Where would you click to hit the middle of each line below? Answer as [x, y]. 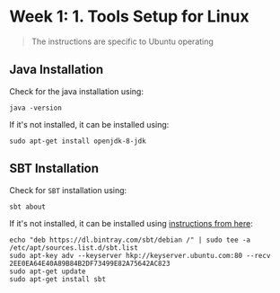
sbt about [28, 207]
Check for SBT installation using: [68, 190]
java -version [36, 108]
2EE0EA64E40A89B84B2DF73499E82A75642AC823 [90, 263]
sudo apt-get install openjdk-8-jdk [78, 141]
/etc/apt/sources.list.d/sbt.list [74, 248]
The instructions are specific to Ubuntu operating [122, 41]
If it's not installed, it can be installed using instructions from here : [131, 223]
